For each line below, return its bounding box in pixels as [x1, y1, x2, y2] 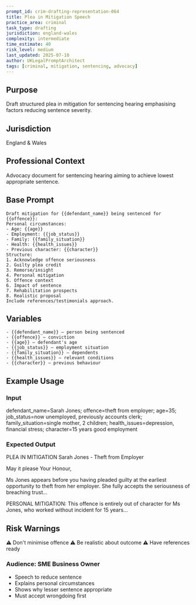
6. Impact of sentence [6, 282, 62, 288]
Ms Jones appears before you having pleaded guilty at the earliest [6, 476, 167, 484]
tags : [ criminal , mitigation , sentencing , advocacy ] [6, 63, 138, 69]
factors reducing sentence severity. [6, 107, 92, 114]
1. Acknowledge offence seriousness [6, 256, 96, 263]
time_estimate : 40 [6, 42, 51, 48]
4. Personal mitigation [6, 272, 65, 278]
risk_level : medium [6, 47, 54, 53]
